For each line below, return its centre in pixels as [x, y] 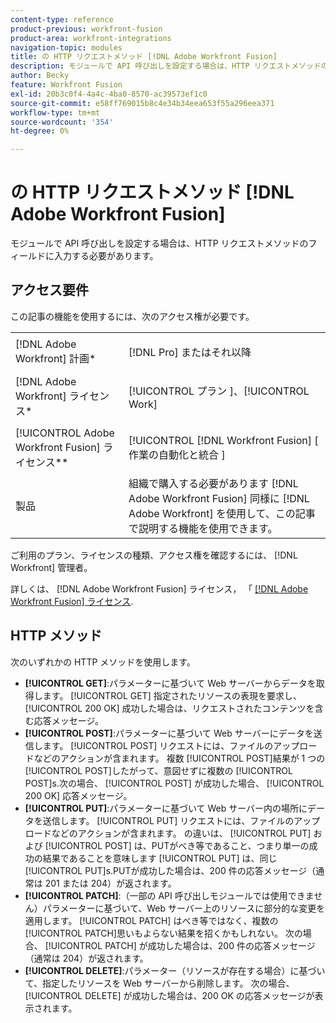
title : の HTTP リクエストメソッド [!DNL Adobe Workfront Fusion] [144, 57]
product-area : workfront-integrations [91, 38]
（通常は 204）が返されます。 [86, 958]
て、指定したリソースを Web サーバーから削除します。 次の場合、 [159, 983]
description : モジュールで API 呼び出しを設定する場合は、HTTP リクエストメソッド [166, 66]
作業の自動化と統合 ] [177, 454]
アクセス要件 [49, 290]
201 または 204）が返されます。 [110, 883]
